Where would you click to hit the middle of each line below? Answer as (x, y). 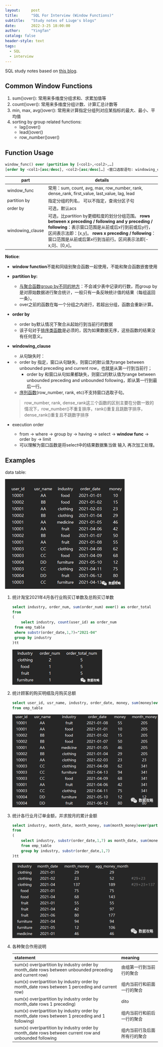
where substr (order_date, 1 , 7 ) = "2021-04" (56, 633)
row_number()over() (39, 137)
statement (25, 957)
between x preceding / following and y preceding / (100, 221)
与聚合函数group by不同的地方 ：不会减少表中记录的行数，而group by (88, 286)
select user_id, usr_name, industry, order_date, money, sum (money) (83, 703)
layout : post (23, 10)
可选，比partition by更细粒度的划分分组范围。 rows (99, 216)
